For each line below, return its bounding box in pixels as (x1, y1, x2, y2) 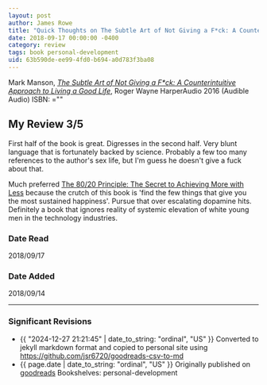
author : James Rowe (8, 19, 73, 27)
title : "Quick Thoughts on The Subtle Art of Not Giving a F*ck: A (8, 26, 237, 34)
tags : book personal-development (8, 48, 119, 56)
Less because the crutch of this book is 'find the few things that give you (8, 187, 247, 197)
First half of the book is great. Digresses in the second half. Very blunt (8, 138, 238, 148)
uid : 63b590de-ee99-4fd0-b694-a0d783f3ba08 (8, 56, 155, 64)
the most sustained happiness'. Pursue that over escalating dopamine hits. (8, 196, 252, 206)
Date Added (8, 271, 56, 282)
